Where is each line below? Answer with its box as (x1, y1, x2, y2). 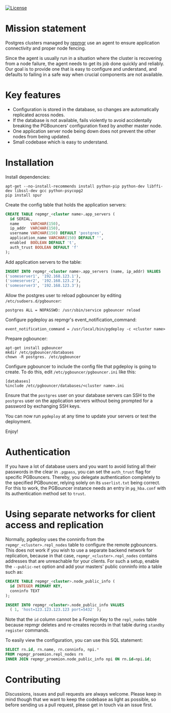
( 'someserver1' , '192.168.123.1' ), (5, 274, 81, 279)
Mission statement (5, 23, 86, 34)
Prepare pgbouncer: (5, 335, 47, 342)
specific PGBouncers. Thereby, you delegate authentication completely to (5, 474, 161, 480)
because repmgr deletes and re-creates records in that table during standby (5, 622, 165, 628)
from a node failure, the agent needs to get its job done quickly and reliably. (5, 60, 164, 67)
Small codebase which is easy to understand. (12, 139, 109, 145)
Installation (5, 157, 54, 169)
